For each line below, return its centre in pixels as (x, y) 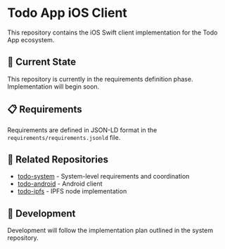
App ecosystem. (31, 39)
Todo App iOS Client (67, 13)
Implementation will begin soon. (53, 87)
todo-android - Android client (60, 184)
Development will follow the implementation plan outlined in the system (110, 231)
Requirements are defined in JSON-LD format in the (82, 130)
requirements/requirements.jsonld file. (64, 137)
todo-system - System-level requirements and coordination (103, 177)
